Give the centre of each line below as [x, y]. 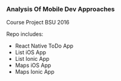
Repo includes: [25, 34]
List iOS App [31, 52]
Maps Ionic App [34, 72]
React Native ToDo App [44, 46]
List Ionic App [32, 59]
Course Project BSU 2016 [38, 23]
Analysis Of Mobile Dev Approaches [60, 9]
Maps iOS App [33, 65]
